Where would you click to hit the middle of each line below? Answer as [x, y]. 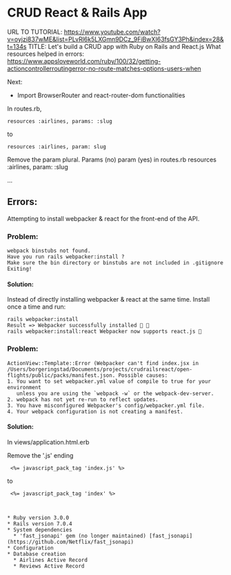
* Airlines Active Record [51, 560]
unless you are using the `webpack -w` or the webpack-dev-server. [115, 393]
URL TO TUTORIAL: [35, 32]
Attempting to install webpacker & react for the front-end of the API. [103, 218]
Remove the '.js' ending [40, 455]
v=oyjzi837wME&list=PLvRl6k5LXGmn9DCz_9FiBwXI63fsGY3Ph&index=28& [115, 39]
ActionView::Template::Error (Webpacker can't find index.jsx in [103, 363]
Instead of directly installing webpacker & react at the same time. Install [109, 300]
